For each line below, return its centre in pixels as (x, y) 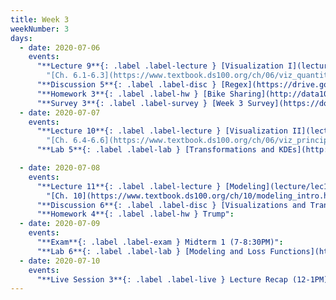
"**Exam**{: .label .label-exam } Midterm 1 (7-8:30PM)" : (160, 242)
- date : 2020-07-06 (60, 47)
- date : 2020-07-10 (60, 261)
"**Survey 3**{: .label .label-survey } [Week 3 (140, 103)
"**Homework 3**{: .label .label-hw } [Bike (131, 94)
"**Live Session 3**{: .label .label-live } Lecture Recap (162, 279)
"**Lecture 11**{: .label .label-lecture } (129, 186)
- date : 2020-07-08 (60, 168)
